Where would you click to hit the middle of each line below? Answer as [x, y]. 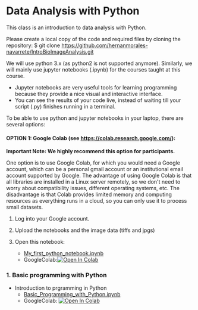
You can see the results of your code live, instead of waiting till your [98, 100]
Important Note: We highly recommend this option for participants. [91, 151]
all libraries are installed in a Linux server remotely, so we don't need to [93, 182]
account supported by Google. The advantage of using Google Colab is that [99, 176]
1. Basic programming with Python [56, 275]
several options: [26, 124]
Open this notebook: [40, 242]
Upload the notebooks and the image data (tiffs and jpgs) [85, 230]
